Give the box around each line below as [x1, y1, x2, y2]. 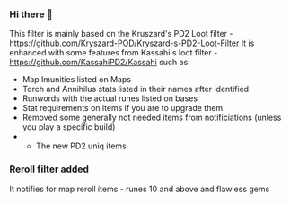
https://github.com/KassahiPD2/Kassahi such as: [9, 57, 190, 68]
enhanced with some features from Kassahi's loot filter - [9, 47, 218, 58]
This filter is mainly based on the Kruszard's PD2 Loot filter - [9, 29, 233, 39]
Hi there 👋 [9, 8, 54, 21]
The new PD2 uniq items [35, 140, 127, 151]
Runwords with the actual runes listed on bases [22, 93, 198, 104]
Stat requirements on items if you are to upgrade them [22, 103, 224, 114]
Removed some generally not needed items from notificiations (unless [22, 112, 282, 123]
